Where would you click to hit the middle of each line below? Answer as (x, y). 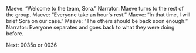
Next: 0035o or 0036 (32, 45)
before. (15, 34)
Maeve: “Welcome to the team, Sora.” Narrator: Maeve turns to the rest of (95, 9)
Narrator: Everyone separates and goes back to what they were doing (90, 27)
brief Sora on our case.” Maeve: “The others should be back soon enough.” (97, 21)
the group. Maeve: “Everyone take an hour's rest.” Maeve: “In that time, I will (98, 15)
